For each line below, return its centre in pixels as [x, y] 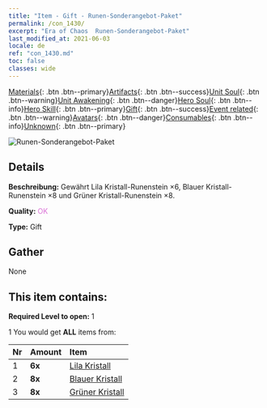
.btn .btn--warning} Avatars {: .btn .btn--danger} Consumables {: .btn [120, 117]
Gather [26, 252]
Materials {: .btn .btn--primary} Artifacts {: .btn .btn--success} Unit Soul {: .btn [134, 91]
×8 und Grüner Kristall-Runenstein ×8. [111, 195]
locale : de [27, 46]
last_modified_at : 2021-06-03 [59, 38]
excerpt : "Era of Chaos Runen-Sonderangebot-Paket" [99, 31]
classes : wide [32, 69]
